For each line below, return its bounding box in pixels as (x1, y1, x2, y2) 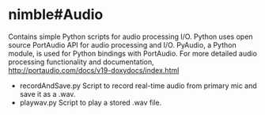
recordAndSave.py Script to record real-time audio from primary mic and (19, 81, 257, 90)
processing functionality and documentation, (8, 57, 154, 67)
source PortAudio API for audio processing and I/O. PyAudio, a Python (8, 40, 237, 49)
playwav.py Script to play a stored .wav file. (19, 98, 162, 107)
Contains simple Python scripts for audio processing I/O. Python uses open (8, 32, 253, 41)
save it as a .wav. (19, 89, 76, 98)
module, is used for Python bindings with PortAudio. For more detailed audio (8, 48, 257, 58)
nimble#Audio (8, 6, 104, 24)
